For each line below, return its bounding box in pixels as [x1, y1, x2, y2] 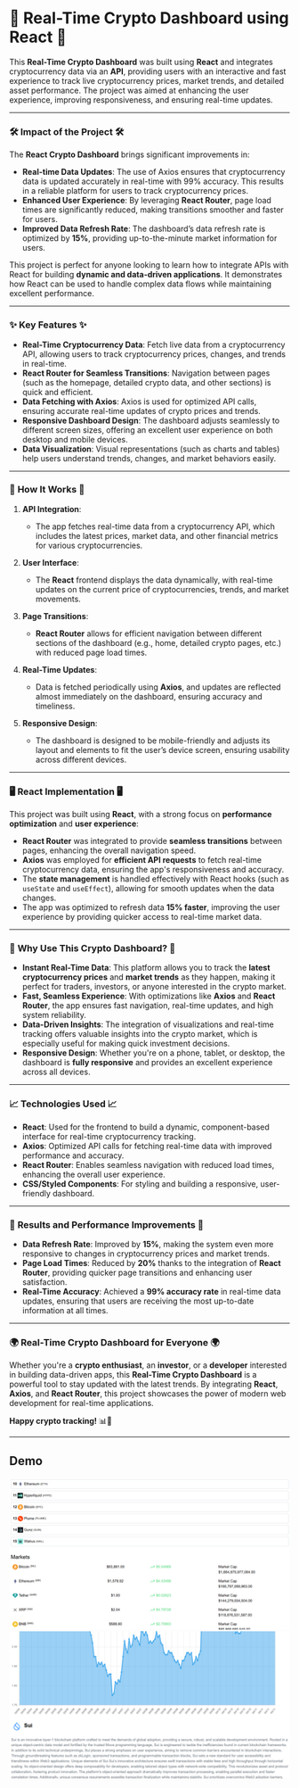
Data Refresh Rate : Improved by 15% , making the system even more [21, 1239, 274, 1250]
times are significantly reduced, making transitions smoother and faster [21, 204, 285, 215]
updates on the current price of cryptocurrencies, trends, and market [35, 584, 289, 594]
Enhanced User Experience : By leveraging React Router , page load [21, 195, 271, 206]
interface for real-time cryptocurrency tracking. [21, 1130, 197, 1141]
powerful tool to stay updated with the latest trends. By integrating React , [9, 1378, 279, 1390]
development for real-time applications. [9, 1398, 154, 1409]
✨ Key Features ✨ [9, 319, 87, 331]
